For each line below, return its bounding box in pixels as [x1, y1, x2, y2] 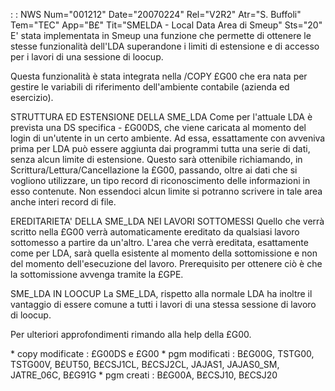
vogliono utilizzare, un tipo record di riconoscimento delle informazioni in [10, 175, 311, 186]
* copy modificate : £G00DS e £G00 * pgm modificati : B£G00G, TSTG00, [10, 348, 315, 359]
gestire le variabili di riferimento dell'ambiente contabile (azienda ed [10, 81, 290, 93]
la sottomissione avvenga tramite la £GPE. [10, 269, 184, 280]
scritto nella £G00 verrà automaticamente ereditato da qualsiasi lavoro [10, 226, 300, 238]
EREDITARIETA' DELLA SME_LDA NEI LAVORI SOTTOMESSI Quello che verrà [10, 215, 325, 227]
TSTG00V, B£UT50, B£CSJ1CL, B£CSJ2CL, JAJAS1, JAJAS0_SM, [10, 359, 280, 370]
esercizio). [10, 92, 54, 103]
